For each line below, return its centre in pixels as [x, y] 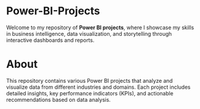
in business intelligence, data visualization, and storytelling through [89, 33]
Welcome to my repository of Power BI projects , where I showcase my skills [100, 27]
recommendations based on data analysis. [58, 99]
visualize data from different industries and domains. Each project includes [98, 87]
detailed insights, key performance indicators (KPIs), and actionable [90, 93]
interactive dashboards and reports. [50, 40]
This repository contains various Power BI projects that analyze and [90, 80]
